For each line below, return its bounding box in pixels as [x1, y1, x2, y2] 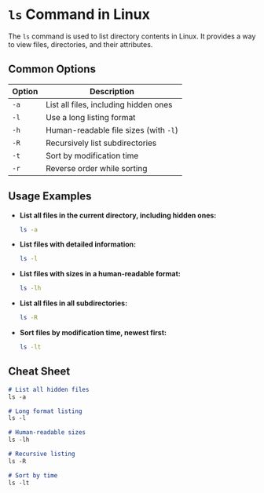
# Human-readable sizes [8, 429, 86, 436]
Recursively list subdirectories [46, 137, 157, 148]
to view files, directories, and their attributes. [8, 39, 153, 49]
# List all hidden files [8, 385, 90, 393]
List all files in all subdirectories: [19, 298, 128, 308]
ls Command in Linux [8, 5, 151, 24]
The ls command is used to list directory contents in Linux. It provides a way [8, 31, 256, 41]
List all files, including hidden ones [46, 99, 173, 110]
